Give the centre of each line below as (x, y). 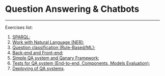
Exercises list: (19, 27)
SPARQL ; (21, 37)
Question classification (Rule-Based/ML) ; (54, 47)
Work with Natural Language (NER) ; (48, 42)
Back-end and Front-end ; (38, 52)
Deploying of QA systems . (39, 68)
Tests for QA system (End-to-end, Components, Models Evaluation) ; (81, 63)
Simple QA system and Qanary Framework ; (56, 58)
